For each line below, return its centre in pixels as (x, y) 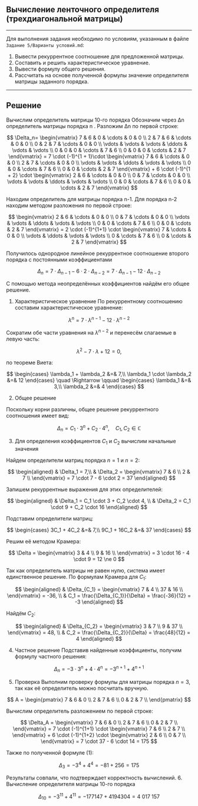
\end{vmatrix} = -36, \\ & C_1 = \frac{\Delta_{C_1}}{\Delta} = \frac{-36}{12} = (99, 596)
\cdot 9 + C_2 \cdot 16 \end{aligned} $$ (99, 507)
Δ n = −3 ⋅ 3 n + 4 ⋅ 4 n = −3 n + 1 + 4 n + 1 (99, 669)
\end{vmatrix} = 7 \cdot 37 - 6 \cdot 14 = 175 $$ (99, 741)
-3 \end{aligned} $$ (99, 602)
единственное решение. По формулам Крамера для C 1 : (76, 577)
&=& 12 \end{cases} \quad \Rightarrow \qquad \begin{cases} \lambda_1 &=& (99, 381)
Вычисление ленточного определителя (82, 10)
